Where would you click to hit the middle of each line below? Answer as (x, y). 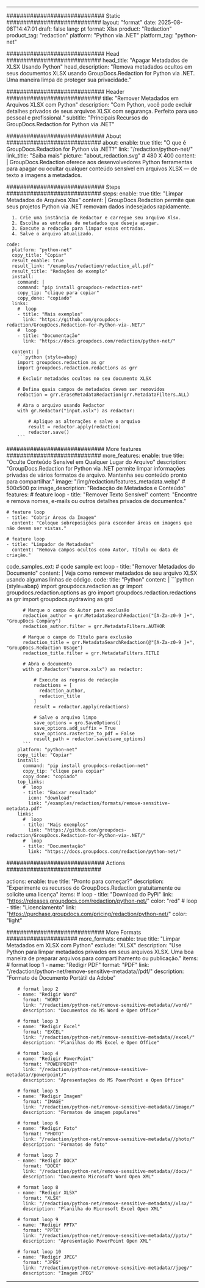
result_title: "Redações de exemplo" (60, 271)
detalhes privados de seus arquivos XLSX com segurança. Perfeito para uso (102, 111)
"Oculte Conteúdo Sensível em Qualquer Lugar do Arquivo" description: (97, 462)
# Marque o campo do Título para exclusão (77, 637)
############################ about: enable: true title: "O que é (96, 142)
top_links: (31, 782)
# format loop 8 (38, 1188)
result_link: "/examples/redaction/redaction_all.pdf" (83, 266)
